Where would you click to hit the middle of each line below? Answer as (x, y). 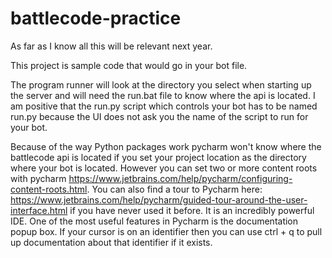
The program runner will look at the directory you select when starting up (161, 84)
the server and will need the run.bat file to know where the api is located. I (163, 95)
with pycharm (38, 178)
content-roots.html (49, 189)
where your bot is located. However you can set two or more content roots (164, 168)
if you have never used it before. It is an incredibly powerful (192, 210)
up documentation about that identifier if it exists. (111, 242)
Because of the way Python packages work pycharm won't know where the (166, 146)
